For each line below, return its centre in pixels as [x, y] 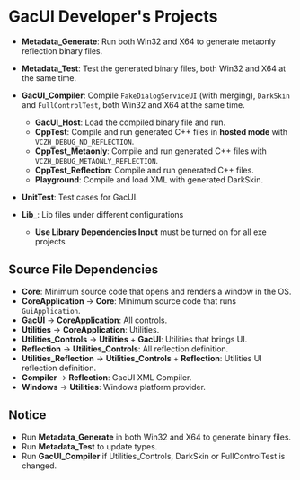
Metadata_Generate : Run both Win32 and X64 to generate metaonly [148, 41]
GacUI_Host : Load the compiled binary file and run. [130, 122]
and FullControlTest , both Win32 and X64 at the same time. [133, 104]
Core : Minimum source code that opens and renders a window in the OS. [156, 291]
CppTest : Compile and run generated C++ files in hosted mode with [161, 131]
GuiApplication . [51, 310]
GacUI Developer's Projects [113, 17]
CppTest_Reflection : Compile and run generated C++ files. [145, 170]
